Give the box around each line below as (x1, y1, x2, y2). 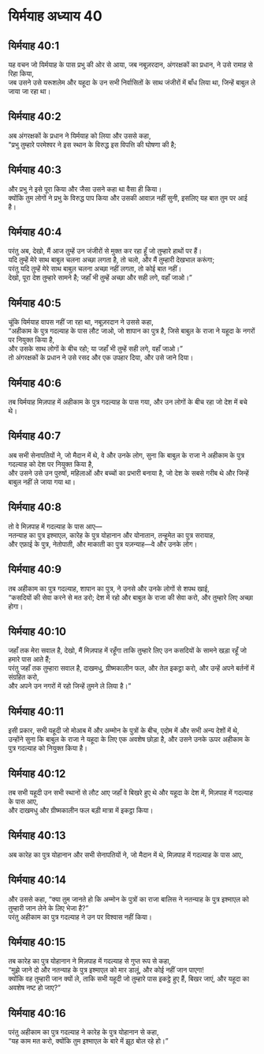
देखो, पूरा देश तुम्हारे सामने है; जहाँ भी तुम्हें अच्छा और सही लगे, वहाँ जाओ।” (8, 273, 193, 283)
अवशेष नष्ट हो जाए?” (8, 983, 61, 992)
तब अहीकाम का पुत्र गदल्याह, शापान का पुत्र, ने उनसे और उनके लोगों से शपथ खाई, (8, 584, 210, 593)
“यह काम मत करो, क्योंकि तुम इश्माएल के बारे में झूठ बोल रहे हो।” (8, 1037, 169, 1046)
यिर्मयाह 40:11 (8, 705, 65, 718)
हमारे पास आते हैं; (8, 655, 51, 664)
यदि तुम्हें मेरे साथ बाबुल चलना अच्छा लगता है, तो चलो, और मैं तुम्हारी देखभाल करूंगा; (8, 255, 215, 265)
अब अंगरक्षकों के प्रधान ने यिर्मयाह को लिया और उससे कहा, (8, 130, 151, 141)
